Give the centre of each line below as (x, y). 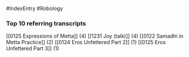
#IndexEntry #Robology (35, 8)
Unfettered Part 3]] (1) (33, 48)
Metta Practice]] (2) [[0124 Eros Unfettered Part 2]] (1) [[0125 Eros (86, 42)
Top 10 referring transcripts (46, 23)
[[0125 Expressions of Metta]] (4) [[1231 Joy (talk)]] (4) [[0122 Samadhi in (95, 36)
